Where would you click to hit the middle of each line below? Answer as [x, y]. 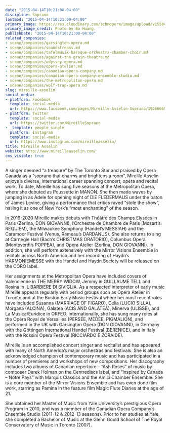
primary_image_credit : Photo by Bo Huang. [51, 29]
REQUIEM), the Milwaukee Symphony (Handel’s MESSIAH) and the [75, 228]
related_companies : [26, 38]
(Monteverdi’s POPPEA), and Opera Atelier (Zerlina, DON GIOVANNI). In [79, 245]
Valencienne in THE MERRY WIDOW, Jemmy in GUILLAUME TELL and [78, 281]
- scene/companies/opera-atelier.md [44, 66]
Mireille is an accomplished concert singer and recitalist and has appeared [83, 345]
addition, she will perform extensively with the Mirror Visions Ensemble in [82, 250]
